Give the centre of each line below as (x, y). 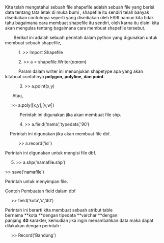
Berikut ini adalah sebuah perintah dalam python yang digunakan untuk (85, 37)
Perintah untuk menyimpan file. (37, 181)
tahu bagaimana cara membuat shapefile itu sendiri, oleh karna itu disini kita (82, 23)
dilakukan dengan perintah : (33, 226)
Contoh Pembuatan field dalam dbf (41, 191)
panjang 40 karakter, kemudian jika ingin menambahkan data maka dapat (79, 220)
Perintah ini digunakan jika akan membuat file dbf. (60, 134)
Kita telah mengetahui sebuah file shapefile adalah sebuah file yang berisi (80, 7)
